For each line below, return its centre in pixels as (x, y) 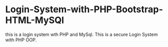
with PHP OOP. (21, 40)
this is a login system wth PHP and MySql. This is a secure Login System (82, 34)
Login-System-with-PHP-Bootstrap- (84, 9)
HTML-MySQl (35, 20)
